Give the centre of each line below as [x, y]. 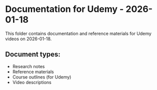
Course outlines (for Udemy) [42, 77]
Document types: [33, 54]
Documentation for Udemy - [64, 9]
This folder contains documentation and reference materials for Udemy [78, 33]
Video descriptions [32, 82]
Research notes [28, 66]
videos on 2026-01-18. [28, 39]
